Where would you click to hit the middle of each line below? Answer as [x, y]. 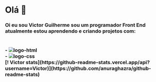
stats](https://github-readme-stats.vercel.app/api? [88, 63]
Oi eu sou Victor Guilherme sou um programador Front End [75, 25]
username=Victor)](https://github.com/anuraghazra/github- [78, 68]
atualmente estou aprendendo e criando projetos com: [70, 31]
